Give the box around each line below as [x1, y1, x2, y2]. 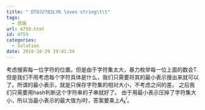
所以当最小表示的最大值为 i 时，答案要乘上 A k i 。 [16, 95, 133, 105]
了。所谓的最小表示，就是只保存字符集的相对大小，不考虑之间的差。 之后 [6, 81, 190, 88]
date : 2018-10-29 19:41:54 [6, 49, 75, 55]
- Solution [12, 43, 40, 49]
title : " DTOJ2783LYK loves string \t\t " [6, 9, 111, 15]
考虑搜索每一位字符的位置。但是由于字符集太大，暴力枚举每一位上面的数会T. [6, 66, 198, 73]
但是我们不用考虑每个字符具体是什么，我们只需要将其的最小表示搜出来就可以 [6, 74, 199, 81]
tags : [6, 15, 20, 21]
